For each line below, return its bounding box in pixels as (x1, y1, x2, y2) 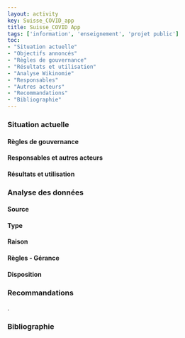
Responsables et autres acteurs (7, 153, 103, 162)
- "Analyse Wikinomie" (7, 70, 74, 77)
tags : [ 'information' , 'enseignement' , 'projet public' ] (7, 30, 179, 38)
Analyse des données (7, 187, 84, 197)
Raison (7, 237, 28, 246)
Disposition (7, 270, 43, 278)
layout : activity (7, 10, 59, 18)
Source (7, 205, 30, 214)
